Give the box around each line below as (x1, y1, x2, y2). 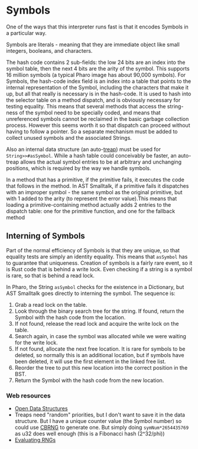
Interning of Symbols (6, 231, 86, 241)
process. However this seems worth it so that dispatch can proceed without (6, 121, 190, 129)
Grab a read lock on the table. (14, 301, 87, 308)
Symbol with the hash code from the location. (14, 313, 126, 320)
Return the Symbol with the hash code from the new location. (14, 377, 164, 384)
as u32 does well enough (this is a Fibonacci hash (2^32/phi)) (14, 430, 165, 437)
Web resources (6, 392, 51, 400)
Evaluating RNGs (14, 437, 56, 444)
